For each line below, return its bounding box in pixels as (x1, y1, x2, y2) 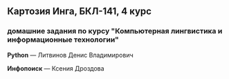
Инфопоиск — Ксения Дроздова (7, 64, 105, 72)
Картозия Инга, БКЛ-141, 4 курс (7, 6, 152, 17)
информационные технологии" (7, 35, 119, 44)
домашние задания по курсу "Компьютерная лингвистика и (7, 26, 223, 36)
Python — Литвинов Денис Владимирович (7, 51, 134, 59)
